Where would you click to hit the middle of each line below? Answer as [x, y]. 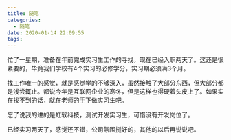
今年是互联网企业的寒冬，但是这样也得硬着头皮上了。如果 [136, 92]
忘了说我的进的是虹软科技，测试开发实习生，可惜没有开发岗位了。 [100, 115]
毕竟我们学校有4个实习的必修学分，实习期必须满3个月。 [110, 68]
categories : [24, 20]
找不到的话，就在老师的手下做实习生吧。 [70, 100]
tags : [15, 39]
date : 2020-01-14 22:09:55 [46, 33]
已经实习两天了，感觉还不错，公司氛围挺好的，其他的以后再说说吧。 [103, 130]
